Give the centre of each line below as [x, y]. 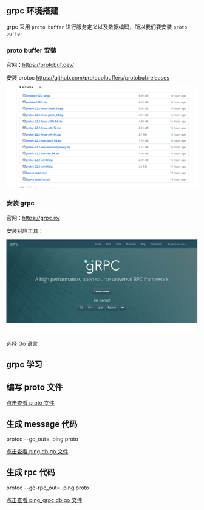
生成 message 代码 [42, 424]
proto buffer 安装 [31, 50]
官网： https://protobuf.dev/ [40, 65]
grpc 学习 [24, 364]
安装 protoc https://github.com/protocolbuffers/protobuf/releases [88, 78]
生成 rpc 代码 [31, 473]
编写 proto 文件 [35, 387]
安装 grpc [20, 204]
